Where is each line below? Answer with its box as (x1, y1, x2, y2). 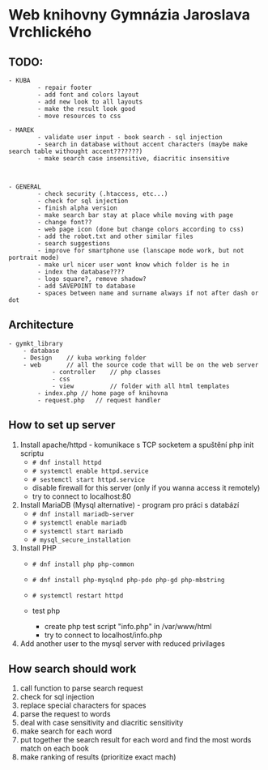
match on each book (19, 743, 89, 754)
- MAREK (8, 126, 35, 134)
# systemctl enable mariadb (32, 518, 127, 527)
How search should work (8, 662, 137, 676)
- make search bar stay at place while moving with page (37, 211, 233, 219)
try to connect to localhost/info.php (44, 630, 163, 640)
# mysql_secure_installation (32, 536, 131, 544)
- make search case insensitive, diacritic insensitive (37, 155, 230, 163)
